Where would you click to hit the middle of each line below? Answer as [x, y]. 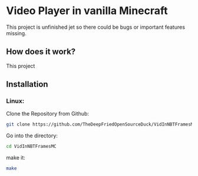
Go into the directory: [32, 136]
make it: [16, 158]
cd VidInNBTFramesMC [32, 147]
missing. [16, 33]
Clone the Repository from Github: [48, 114]
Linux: [15, 101]
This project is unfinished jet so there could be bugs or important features [96, 27]
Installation [27, 84]
